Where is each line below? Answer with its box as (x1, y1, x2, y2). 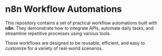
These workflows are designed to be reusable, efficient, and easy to (5, 40, 146, 46)
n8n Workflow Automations (5, 3, 122, 15)
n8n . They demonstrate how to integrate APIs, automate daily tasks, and (5, 25, 154, 31)
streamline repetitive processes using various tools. (5, 30, 111, 36)
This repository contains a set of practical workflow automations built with (5, 20, 158, 26)
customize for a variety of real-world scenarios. (5, 45, 103, 51)
